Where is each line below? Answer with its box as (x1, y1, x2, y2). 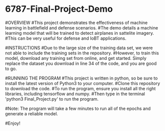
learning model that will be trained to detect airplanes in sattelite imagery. (5, 30, 154, 36)
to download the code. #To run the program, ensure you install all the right (5, 85, 156, 91)
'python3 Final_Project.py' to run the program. (5, 96, 99, 102)
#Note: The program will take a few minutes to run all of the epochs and (5, 105, 151, 111)
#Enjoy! (5, 120, 21, 126)
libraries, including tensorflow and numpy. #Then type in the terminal (5, 91, 145, 97)
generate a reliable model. (5, 110, 58, 116)
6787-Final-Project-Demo (5, 3, 113, 15)
